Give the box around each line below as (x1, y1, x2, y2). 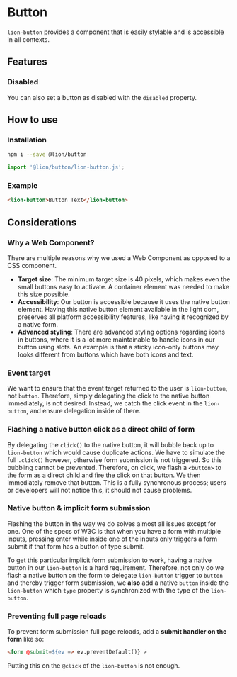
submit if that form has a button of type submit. (7, 542, 145, 550)
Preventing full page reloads (7, 611, 107, 621)
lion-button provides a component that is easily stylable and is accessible (7, 28, 224, 36)
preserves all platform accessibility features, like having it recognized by (17, 313, 229, 321)
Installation (7, 135, 47, 145)
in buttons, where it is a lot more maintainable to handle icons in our (17, 335, 215, 344)
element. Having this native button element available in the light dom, (17, 305, 219, 313)
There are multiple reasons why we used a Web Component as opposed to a (7, 253, 231, 262)
